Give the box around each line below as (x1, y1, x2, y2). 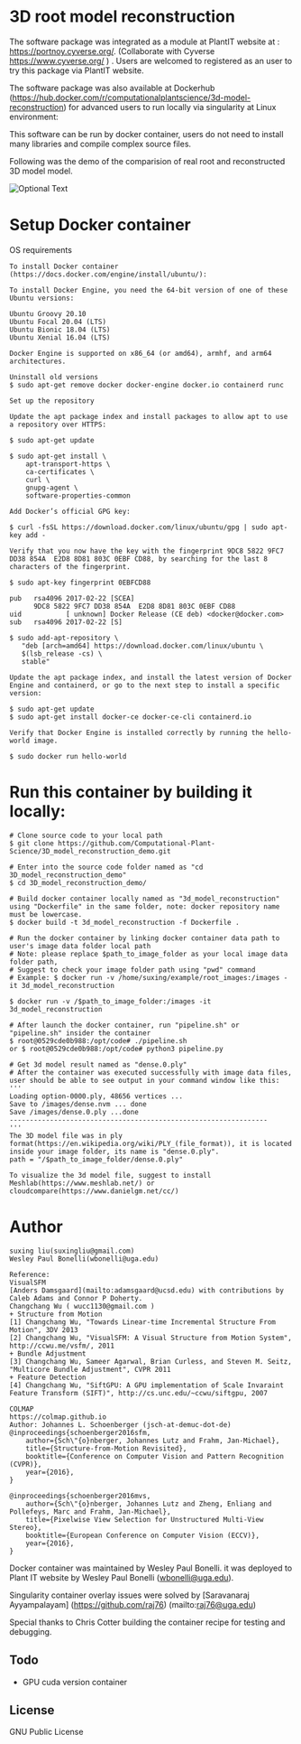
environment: (9, 111, 59, 122)
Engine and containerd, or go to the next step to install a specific (9, 680, 280, 690)
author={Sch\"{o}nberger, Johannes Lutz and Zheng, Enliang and (25, 1499, 272, 1508)
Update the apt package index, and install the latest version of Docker (9, 673, 293, 682)
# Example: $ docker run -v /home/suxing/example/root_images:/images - (9, 973, 288, 982)
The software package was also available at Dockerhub (9, 82, 215, 93)
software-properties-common (25, 490, 131, 500)
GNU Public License (9, 1727, 84, 1738)
